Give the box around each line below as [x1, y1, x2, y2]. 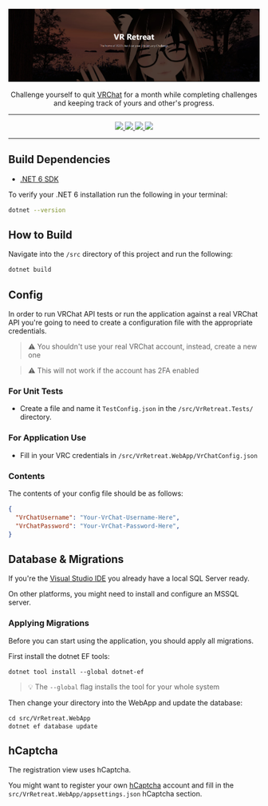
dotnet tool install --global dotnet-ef [8, 668, 145, 676]
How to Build [8, 228, 73, 241]
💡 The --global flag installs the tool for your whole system [27, 681, 220, 692]
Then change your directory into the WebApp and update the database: [8, 697, 243, 708]
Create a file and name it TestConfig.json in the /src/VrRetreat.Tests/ [19, 404, 254, 413]
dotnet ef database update [8, 722, 98, 730]
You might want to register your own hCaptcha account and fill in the [8, 780, 234, 790]
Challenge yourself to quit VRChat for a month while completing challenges [10, 90, 258, 99]
